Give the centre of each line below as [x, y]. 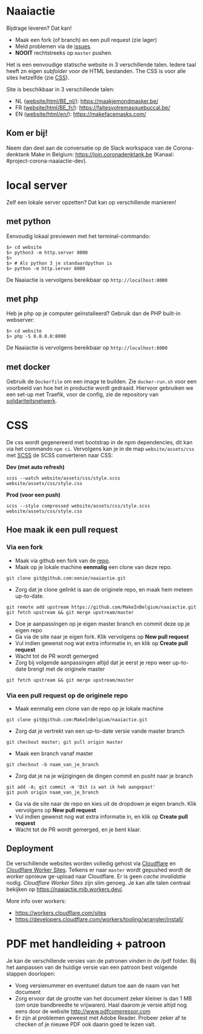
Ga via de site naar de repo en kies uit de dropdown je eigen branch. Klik [106, 804]
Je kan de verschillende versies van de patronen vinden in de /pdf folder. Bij [101, 960]
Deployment [30, 849]
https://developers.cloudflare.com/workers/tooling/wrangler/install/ [99, 919]
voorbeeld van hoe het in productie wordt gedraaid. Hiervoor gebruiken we [100, 388]
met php [22, 299]
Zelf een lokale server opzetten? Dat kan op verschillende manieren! [92, 202]
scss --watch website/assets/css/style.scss [63, 478]
